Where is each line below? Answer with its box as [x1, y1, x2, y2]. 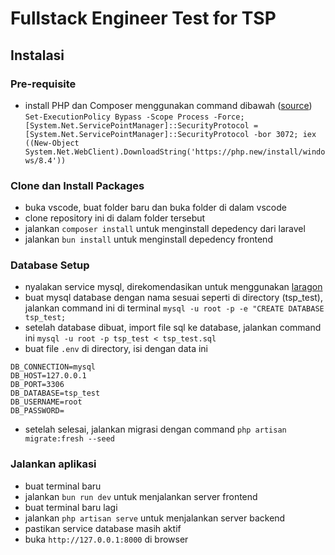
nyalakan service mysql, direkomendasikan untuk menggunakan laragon [24, 281, 323, 293]
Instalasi [10, 47, 65, 64]
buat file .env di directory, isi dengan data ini [24, 343, 208, 355]
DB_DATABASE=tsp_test [10, 388, 101, 399]
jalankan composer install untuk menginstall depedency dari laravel [24, 223, 306, 235]
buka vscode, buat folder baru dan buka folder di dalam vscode [24, 202, 287, 214]
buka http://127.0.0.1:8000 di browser [24, 533, 189, 545]
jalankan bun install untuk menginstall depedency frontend [24, 233, 273, 246]
